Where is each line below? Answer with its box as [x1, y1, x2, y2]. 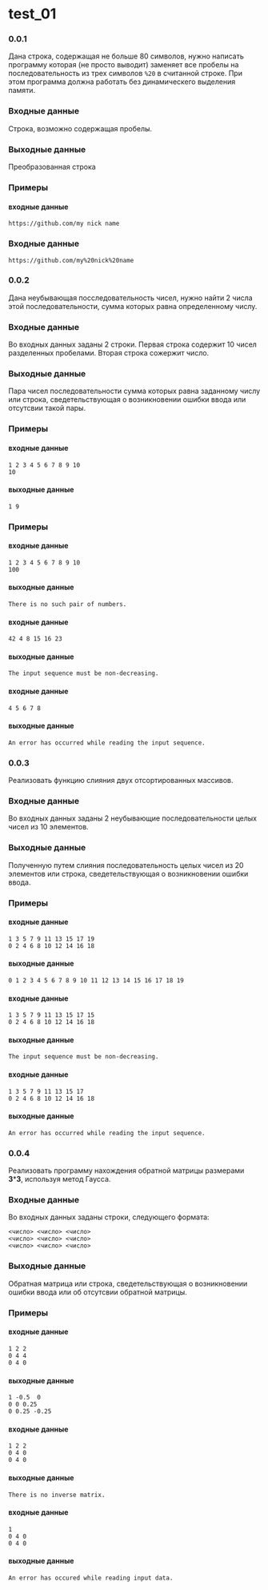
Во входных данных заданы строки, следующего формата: [8, 1212, 210, 1222]
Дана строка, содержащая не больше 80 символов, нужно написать [8, 51, 244, 61]
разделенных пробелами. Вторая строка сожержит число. [8, 348, 210, 358]
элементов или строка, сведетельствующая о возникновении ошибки [8, 869, 249, 878]
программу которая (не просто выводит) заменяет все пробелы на [8, 60, 239, 70]
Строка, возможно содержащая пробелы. [8, 123, 153, 133]
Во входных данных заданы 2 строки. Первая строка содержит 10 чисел [8, 339, 258, 349]
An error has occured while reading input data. [8, 1574, 174, 1582]
